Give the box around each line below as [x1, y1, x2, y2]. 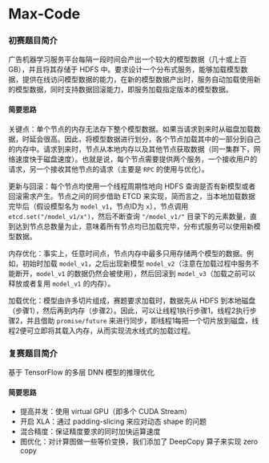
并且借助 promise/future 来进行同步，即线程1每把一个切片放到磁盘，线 [26, 315, 259, 325]
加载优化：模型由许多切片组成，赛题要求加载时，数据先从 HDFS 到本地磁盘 [8, 295, 256, 305]
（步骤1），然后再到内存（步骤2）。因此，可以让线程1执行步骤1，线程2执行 [8, 306, 251, 315]
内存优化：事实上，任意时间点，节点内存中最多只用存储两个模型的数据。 [8, 248, 247, 258]
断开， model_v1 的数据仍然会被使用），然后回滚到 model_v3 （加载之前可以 [14, 268, 256, 278]
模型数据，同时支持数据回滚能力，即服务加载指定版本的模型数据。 [14, 85, 233, 95]
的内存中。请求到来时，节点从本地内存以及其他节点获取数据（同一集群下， [8, 144, 254, 153]
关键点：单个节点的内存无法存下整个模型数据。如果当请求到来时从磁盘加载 [8, 124, 254, 133]
